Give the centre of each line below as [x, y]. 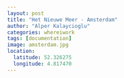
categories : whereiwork [41, 32]
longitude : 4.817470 [42, 64]
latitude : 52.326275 [42, 58]
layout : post [26, 13]
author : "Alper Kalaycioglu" [49, 26]
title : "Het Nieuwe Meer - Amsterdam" [62, 20]
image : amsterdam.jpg [38, 45]
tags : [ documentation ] [39, 39]
